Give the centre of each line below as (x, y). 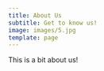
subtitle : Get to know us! (53, 23)
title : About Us (35, 15)
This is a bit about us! (43, 60)
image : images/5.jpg (42, 30)
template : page (33, 37)
